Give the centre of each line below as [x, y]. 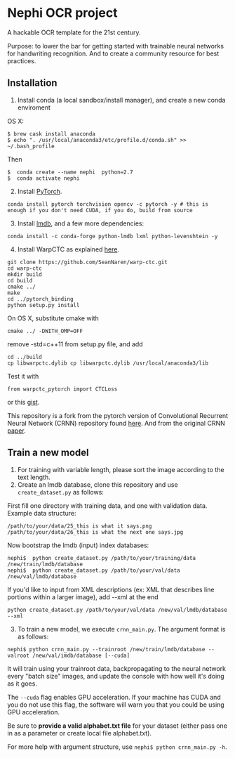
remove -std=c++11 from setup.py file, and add [75, 344]
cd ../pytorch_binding [40, 299]
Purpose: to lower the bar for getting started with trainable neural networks [116, 46]
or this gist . [23, 402]
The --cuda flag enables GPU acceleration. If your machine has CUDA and [114, 697]
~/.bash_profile [31, 146]
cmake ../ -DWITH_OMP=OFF [45, 331]
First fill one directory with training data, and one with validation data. [107, 505]
